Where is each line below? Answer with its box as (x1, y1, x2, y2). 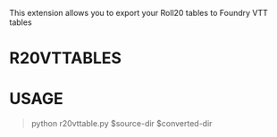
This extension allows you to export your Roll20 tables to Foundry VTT (9, 8, 268, 18)
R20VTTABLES (9, 48, 122, 68)
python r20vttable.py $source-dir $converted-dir (30, 118, 213, 129)
